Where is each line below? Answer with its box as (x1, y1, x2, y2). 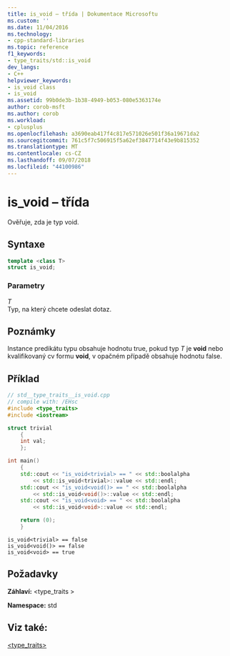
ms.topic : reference (7, 44, 69, 51)
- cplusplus (7, 123, 43, 131)
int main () (7, 457, 40, 464)
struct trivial (7, 424, 53, 432)
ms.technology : (7, 30, 53, 38)
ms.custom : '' (7, 17, 50, 24)
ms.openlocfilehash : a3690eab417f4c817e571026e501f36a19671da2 (7, 130, 200, 137)
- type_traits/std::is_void (7, 57, 91, 64)
